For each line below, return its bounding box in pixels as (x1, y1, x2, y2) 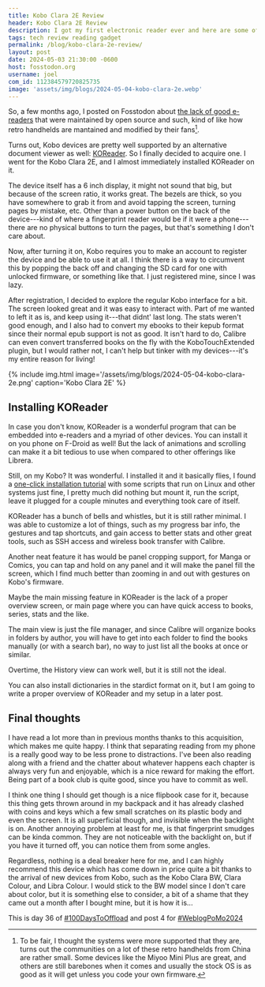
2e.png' (8, 378, 34, 388)
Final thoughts (8, 712, 81, 725)
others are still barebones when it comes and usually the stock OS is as (19, 961, 252, 970)
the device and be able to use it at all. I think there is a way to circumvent (8, 255, 245, 265)
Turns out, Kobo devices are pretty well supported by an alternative (8, 140, 227, 150)
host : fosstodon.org (8, 63, 77, 71)
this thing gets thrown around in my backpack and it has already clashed (8, 798, 244, 807)
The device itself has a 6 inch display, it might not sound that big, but (8, 181, 233, 191)
